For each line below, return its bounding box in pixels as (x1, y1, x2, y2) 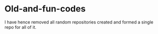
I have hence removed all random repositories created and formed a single (4, 19, 154, 25)
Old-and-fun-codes (4, 3, 86, 14)
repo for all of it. (4, 24, 37, 30)
